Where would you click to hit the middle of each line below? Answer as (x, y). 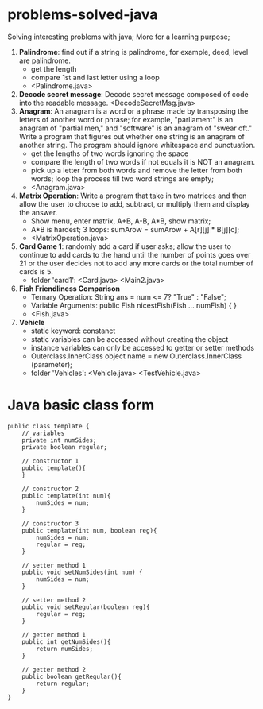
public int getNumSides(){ (66, 641)
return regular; (63, 684)
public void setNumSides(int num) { (83, 572)
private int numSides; (59, 440)
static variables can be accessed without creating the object (130, 339)
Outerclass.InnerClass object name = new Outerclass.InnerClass (136, 356)
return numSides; (64, 649)
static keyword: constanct (73, 331)
